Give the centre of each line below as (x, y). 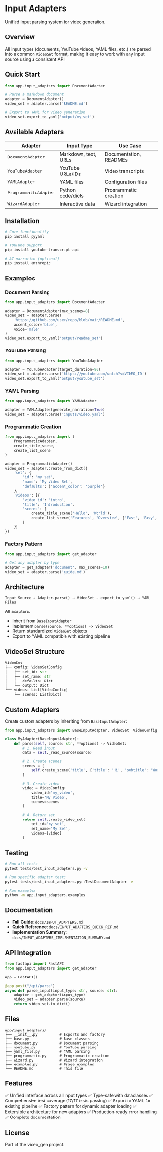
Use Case (130, 145)
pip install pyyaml (25, 237)
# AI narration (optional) (32, 259)
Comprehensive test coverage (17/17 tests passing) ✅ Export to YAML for (78, 1100)
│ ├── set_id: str (26, 672)
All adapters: (18, 611)
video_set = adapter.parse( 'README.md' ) (47, 104)
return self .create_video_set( (54, 820)
